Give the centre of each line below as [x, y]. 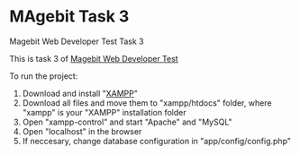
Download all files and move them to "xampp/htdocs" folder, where [147, 103]
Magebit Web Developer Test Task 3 [77, 41]
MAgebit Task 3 [69, 17]
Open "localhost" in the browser [82, 131]
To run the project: [44, 76]
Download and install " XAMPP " [80, 93]
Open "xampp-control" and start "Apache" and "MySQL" [127, 122]
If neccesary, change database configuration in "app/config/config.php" [156, 141]
